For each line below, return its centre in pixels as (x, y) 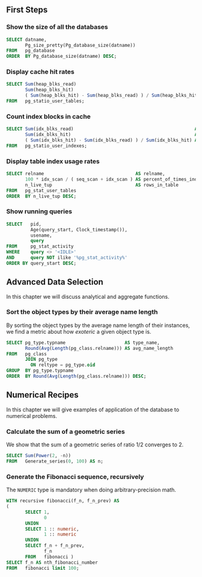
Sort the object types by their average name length (82, 312)
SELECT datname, (26, 39)
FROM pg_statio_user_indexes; (47, 146)
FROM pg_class (26, 354)
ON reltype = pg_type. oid (63, 365)
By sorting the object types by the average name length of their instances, (98, 325)
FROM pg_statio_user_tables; (45, 101)
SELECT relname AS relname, (86, 174)
